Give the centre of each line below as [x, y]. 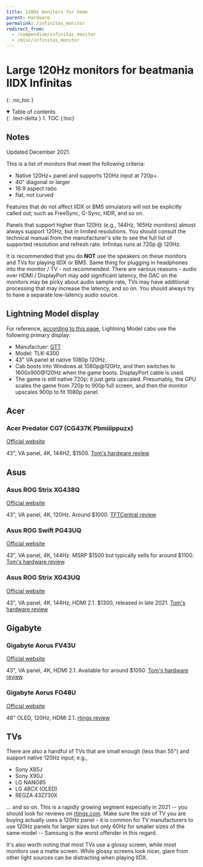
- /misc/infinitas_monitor [46, 40]
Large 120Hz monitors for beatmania [100, 70]
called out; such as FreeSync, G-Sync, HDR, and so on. [75, 213]
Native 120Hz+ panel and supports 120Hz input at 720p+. [87, 175]
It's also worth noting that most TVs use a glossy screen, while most [92, 845]
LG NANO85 [31, 783]
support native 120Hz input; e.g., [47, 758]
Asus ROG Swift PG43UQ [44, 530]
